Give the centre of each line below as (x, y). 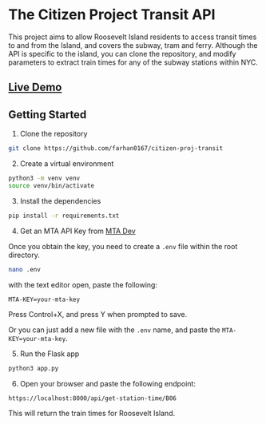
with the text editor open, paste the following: (83, 284)
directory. (24, 255)
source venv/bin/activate (51, 185)
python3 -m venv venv (44, 178)
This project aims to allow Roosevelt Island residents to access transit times (133, 37)
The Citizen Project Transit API (112, 15)
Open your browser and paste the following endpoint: (107, 384)
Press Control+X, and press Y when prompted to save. (98, 315)
